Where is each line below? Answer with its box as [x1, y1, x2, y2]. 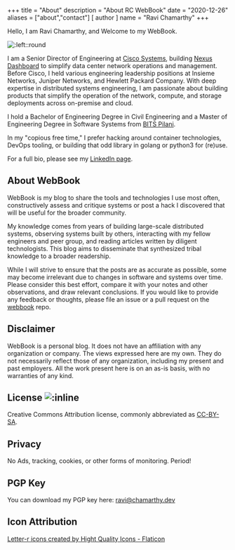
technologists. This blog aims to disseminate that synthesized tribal [7, 244, 202, 253]
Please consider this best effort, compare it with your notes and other [7, 280, 208, 288]
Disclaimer [7, 323, 55, 335]
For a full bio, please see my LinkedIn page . [7, 154, 133, 163]
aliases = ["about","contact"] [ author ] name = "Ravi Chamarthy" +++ [7, 13, 209, 22]
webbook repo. [7, 302, 51, 311]
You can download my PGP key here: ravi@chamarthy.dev [7, 496, 175, 504]
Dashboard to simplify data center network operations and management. [7, 62, 217, 69]
